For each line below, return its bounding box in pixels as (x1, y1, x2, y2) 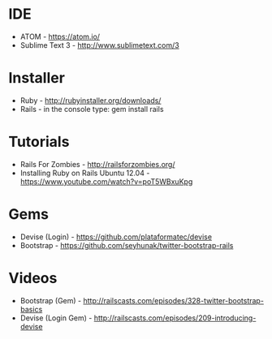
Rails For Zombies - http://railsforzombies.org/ (19, 159, 175, 169)
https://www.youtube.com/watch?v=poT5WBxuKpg (19, 176, 193, 187)
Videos (8, 268, 58, 287)
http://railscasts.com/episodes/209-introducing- (93, 313, 257, 323)
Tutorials (8, 133, 70, 151)
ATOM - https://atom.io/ (19, 32, 100, 41)
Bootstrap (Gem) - (19, 295, 82, 305)
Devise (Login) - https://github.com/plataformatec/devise (19, 232, 213, 242)
